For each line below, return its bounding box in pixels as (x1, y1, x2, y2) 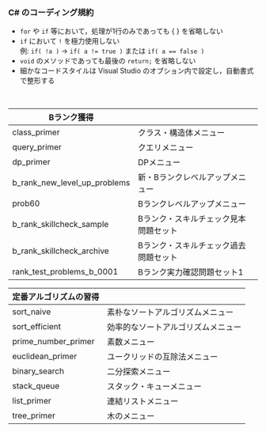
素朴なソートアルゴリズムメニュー (106, 307, 234, 318)
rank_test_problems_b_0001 (12, 267, 119, 278)
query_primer (12, 142, 62, 153)
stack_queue (12, 381, 60, 392)
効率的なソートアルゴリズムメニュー (106, 322, 242, 333)
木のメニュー (106, 411, 155, 422)
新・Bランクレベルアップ (137, 172, 231, 183)
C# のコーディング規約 (8, 6, 94, 17)
